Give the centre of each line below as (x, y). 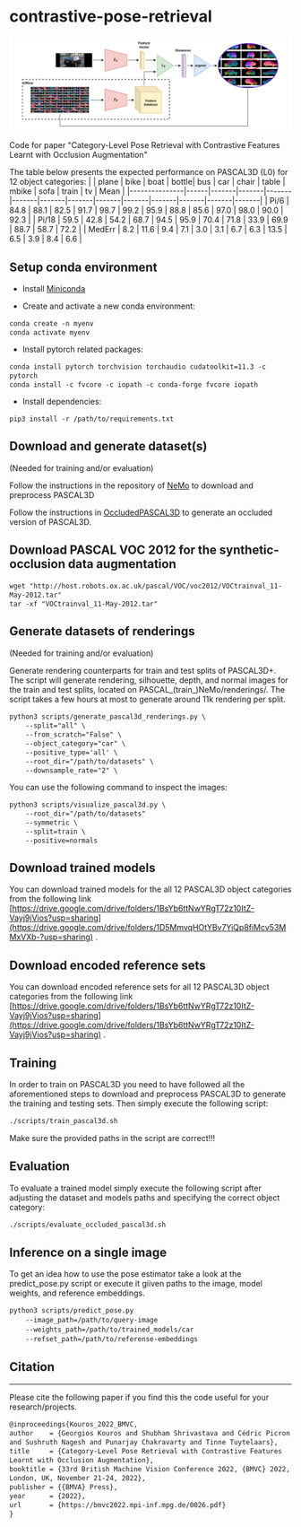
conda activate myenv (50, 333)
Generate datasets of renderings (102, 631)
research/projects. (43, 1407)
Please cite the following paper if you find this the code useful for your (139, 1397)
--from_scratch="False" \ (74, 734)
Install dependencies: (62, 402)
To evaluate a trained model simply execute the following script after (135, 1188)
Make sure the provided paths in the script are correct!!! (112, 1138)
